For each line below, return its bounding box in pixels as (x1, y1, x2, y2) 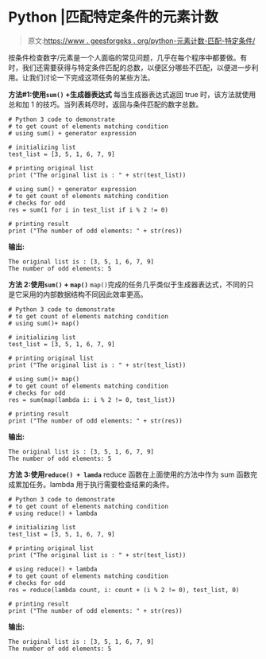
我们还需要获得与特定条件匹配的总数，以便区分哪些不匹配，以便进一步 (21, 62, 252, 72)
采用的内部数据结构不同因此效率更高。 (21, 289, 148, 299)
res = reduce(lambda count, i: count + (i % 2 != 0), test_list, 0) (8, 586, 240, 594)
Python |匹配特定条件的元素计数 (8, 8, 218, 26)
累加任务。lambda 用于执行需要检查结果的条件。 (14, 479, 174, 489)
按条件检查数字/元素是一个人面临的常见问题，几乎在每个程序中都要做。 (8, 53, 241, 62)
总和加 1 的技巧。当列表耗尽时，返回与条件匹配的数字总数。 (8, 99, 203, 109)
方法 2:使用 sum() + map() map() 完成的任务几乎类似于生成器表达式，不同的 (8, 279, 248, 289)
